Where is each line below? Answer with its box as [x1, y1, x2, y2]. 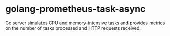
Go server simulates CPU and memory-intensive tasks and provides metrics [5, 20, 165, 26]
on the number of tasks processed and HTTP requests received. [5, 25, 141, 31]
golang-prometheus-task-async [5, 3, 146, 15]
